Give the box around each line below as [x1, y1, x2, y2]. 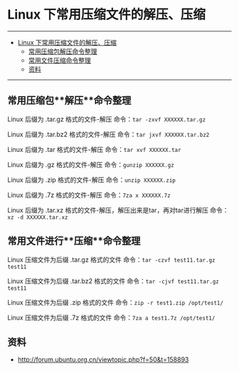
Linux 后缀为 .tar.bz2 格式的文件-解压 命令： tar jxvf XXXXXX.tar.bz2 [7, 130, 210, 138]
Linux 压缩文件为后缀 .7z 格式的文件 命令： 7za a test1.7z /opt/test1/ [7, 313, 216, 322]
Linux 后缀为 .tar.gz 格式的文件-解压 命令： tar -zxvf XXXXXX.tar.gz [7, 115, 206, 123]
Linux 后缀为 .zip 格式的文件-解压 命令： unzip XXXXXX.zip [7, 176, 176, 184]
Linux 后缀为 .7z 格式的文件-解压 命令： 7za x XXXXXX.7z [7, 190, 171, 199]
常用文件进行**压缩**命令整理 [7, 235, 141, 247]
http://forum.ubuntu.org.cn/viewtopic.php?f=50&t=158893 [17, 355, 189, 364]
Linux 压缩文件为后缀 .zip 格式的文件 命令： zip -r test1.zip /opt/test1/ [7, 298, 224, 307]
